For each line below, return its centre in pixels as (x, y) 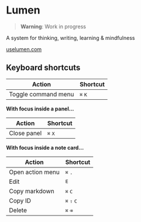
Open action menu (34, 172)
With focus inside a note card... (45, 147)
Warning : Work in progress (53, 26)
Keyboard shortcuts (43, 68)
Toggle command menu (42, 94)
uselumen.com (24, 49)
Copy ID (20, 200)
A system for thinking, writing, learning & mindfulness (70, 38)
